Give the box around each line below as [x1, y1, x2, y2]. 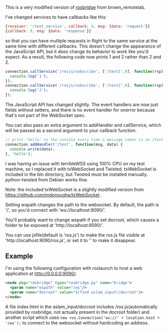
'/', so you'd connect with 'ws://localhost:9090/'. [5, 207, 106, 213]
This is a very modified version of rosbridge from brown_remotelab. [5, 5, 146, 10]
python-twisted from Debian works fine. [5, 176, 88, 182]
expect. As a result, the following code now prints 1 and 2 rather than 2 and [5, 54, 161, 60]
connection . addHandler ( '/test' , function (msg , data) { [5, 141, 123, 147]
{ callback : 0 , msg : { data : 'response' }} [5, 28, 92, 33]
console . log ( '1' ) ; [10, 73, 49, 79]
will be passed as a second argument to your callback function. [5, 127, 137, 133]
